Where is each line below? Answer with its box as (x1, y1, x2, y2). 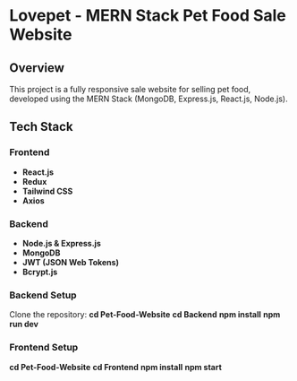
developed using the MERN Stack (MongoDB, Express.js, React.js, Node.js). (9, 93, 288, 104)
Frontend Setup (9, 342, 79, 354)
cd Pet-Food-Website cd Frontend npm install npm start (9, 361, 222, 372)
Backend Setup (9, 289, 78, 301)
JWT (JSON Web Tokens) (21, 256, 119, 267)
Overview (9, 60, 65, 75)
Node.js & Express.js (21, 238, 101, 248)
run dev (9, 319, 38, 330)
